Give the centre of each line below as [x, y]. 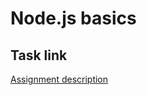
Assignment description [59, 79]
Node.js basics [73, 18]
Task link [39, 55]
